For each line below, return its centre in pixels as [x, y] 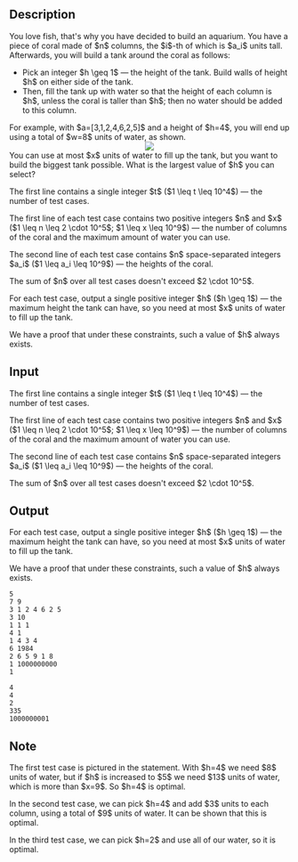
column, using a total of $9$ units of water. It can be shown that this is [138, 813]
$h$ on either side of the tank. [77, 81]
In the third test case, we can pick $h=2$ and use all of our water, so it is [142, 840]
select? [22, 174]
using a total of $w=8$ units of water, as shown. [98, 136]
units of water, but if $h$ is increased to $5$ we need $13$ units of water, [145, 777]
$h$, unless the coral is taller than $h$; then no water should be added [152, 101]
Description [42, 15]
